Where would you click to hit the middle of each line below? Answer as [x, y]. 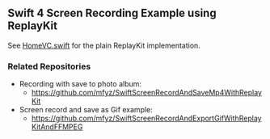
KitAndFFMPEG [57, 127]
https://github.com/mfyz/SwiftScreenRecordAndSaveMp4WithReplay [146, 93]
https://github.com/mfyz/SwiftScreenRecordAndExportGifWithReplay [146, 118]
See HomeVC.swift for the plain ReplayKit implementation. [104, 45]
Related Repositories [49, 66]
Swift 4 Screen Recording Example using [112, 13]
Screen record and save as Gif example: [86, 110]
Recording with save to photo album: [80, 84]
